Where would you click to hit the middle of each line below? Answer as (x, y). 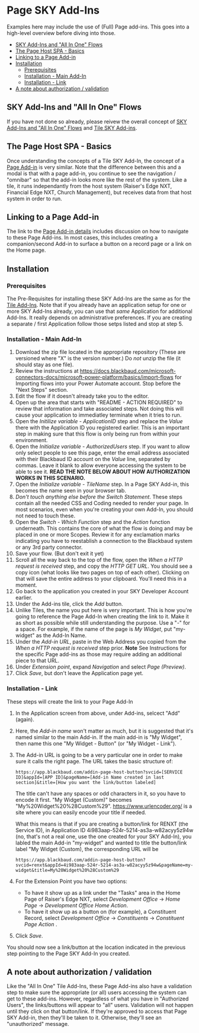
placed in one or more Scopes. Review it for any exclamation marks (97, 535)
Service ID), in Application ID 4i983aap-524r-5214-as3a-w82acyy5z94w (104, 830)
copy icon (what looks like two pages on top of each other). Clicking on (102, 573)
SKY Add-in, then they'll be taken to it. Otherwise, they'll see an (84, 1018)
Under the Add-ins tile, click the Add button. (69, 604)
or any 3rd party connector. (49, 547)
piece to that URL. (37, 661)
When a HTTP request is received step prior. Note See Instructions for (101, 648)
